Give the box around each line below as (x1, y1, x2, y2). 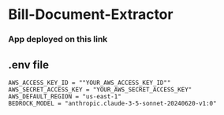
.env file (8, 57, 50, 72)
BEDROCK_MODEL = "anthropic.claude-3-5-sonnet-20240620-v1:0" (8, 99, 217, 107)
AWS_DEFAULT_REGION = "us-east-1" (8, 92, 122, 100)
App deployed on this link (8, 34, 108, 45)
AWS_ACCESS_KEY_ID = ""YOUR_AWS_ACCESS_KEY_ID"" (8, 79, 171, 87)
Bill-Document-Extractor (8, 6, 174, 24)
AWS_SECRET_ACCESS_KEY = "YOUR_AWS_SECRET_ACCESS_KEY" (8, 85, 192, 94)
